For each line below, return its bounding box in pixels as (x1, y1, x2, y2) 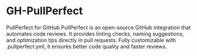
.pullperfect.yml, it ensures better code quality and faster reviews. (6, 43, 167, 50)
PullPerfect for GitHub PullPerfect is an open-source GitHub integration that (6, 24, 191, 31)
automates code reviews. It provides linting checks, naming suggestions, (6, 30, 184, 37)
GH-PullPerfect (6, 4, 83, 18)
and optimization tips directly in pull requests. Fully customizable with (6, 36, 176, 43)
